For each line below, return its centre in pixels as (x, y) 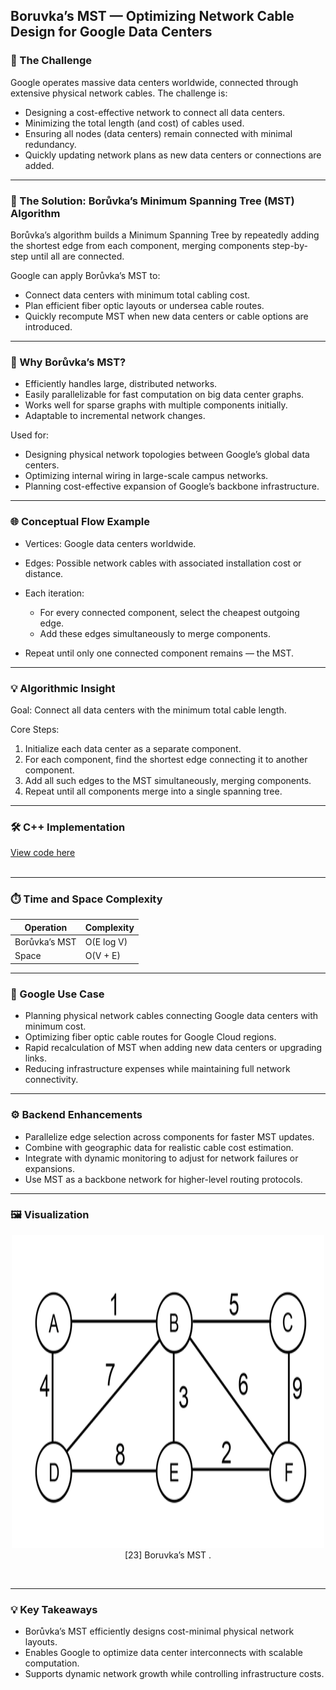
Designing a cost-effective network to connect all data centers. (155, 112)
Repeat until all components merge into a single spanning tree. (153, 791)
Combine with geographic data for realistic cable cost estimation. (159, 1147)
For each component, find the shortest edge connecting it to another (166, 759)
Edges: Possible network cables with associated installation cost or (163, 563)
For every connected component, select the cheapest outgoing (169, 612)
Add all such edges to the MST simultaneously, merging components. (168, 780)
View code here (43, 853)
